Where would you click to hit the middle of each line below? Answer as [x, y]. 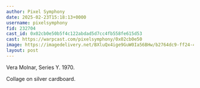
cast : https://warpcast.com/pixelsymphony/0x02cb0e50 [74, 39]
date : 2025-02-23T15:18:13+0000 [46, 17]
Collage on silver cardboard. [41, 78]
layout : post [22, 51]
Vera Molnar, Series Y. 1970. [40, 67]
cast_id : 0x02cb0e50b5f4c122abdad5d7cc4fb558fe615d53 [74, 34]
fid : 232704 [21, 28]
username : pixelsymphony [37, 23]
